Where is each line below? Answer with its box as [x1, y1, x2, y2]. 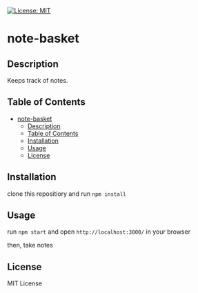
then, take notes [7, 241, 53, 250]
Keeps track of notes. [7, 77, 68, 84]
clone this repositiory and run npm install [7, 190, 126, 198]
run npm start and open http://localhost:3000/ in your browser [7, 228, 191, 236]
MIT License [7, 279, 43, 287]
